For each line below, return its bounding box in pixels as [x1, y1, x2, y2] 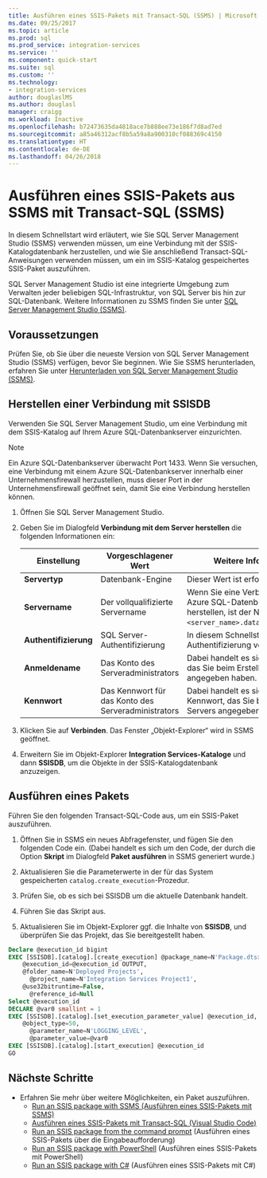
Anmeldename [23, 662, 81, 673]
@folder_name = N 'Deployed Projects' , [22, 968, 145, 976]
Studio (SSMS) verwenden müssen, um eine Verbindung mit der [8, 238, 218, 248]
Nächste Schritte [8, 1071, 94, 1085]
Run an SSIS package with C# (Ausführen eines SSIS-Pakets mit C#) [31, 1160, 256, 1170]
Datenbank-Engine [100, 573, 172, 584]
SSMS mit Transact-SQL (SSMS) [8, 204, 225, 222]
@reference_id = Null [29, 990, 94, 998]
